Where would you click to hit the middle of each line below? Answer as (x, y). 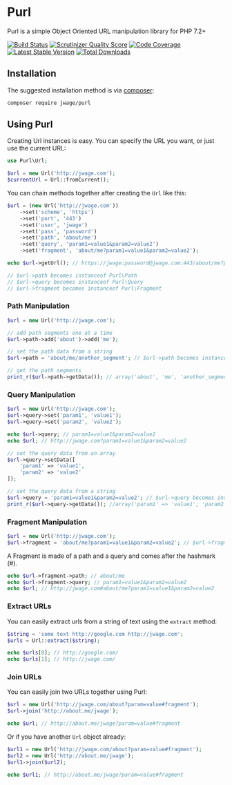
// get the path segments (44, 371)
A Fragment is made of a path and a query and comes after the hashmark (112, 556)
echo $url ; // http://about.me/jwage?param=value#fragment (94, 724)
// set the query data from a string (61, 492)
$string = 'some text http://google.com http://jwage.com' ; (96, 634)
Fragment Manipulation (47, 522)
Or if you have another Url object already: (67, 737)
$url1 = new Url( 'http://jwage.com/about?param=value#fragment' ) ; (105, 750)
